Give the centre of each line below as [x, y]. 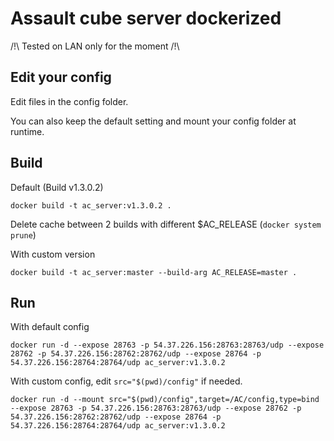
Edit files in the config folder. [69, 101]
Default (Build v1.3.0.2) [57, 187]
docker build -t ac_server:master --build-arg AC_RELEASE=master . [154, 272]
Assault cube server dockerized [146, 18]
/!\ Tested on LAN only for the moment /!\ [95, 46]
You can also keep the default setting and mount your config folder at [153, 121]
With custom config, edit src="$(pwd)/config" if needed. [126, 381]
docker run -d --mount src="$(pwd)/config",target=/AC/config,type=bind [165, 400]
